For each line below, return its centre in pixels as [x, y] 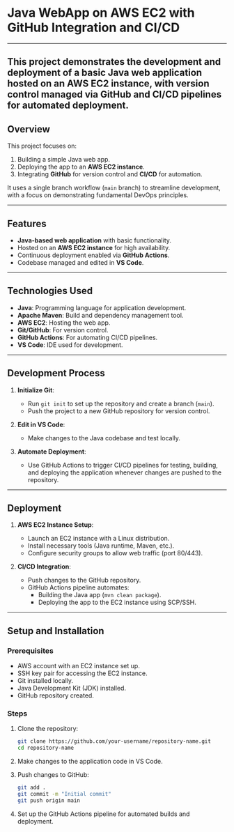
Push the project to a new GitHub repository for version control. [119, 411]
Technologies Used [50, 291]
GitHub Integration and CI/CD [93, 28]
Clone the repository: [48, 729]
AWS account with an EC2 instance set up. [79, 666]
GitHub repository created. [55, 695]
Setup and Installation [56, 631]
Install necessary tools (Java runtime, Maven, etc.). [101, 546]
